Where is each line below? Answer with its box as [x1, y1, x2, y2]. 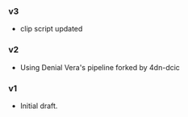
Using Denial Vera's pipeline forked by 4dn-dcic [19, 62, 180, 72]
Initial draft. [19, 101, 58, 111]
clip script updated [19, 24, 83, 34]
